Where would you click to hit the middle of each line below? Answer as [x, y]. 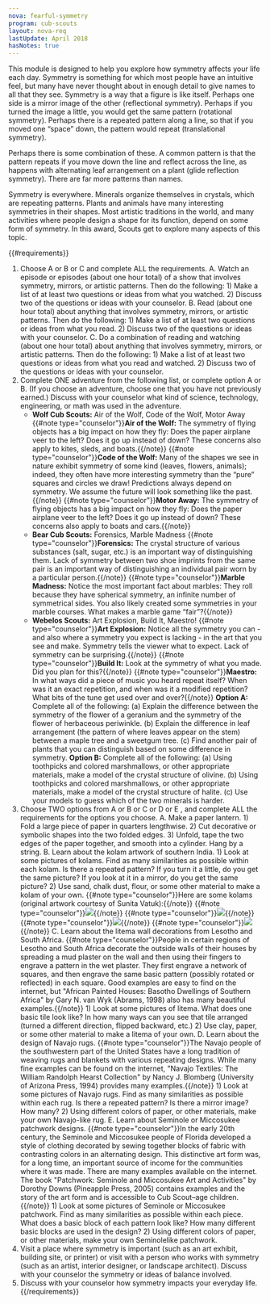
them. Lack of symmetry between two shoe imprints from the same [143, 560]
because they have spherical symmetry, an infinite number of [134, 595]
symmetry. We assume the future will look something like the [133, 492]
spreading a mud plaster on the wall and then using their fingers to [131, 957]
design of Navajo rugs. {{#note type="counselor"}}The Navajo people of [141, 1043]
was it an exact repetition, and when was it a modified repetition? [140, 689]
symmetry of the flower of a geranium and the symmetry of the [137, 715]
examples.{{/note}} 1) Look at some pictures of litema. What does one [136, 1008]
